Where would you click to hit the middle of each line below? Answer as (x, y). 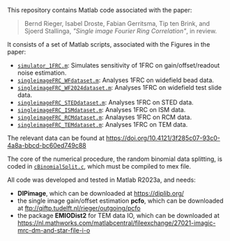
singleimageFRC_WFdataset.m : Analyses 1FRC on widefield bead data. (116, 80)
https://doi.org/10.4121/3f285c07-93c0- (163, 138)
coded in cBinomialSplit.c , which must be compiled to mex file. (99, 166)
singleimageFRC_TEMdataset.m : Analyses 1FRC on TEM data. (102, 124)
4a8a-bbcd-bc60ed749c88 (47, 145)
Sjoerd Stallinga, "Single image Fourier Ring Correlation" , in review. (121, 31)
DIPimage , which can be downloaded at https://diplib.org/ (101, 193)
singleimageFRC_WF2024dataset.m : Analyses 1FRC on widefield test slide (119, 87)
